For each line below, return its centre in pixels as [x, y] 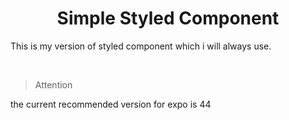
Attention [53, 84]
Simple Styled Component [168, 18]
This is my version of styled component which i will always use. [141, 46]
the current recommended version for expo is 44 [111, 104]
